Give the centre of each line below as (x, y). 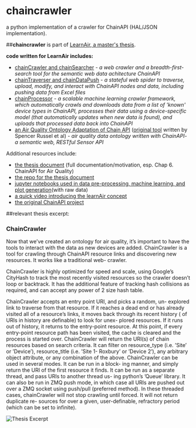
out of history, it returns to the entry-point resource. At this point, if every (94, 327)
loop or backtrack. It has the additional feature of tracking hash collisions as (98, 284)
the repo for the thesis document (54, 177)
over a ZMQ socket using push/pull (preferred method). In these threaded (95, 389)
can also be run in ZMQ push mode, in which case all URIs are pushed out (95, 383)
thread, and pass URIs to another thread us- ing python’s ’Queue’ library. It (96, 376)
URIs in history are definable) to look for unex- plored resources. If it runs (94, 320)
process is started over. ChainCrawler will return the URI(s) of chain (88, 339)
